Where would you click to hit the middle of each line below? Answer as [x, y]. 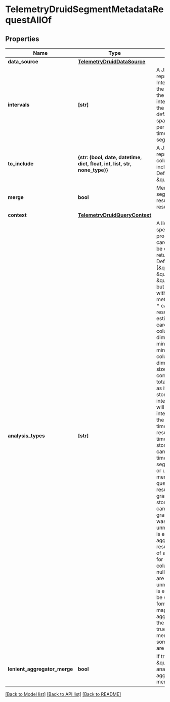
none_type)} [93, 170]
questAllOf [29, 20]
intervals [19, 105]
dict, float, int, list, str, [104, 164]
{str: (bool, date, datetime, [110, 157]
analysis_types [26, 436]
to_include [21, 164]
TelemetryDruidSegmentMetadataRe [84, 9]
